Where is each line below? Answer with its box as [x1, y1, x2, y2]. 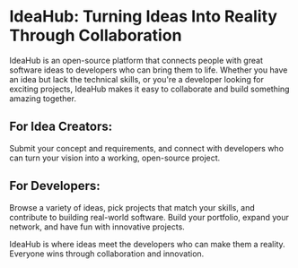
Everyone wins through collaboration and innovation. [9, 248, 205, 259]
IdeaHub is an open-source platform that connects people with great [9, 55, 263, 65]
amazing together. [9, 92, 76, 104]
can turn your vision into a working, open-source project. [9, 152, 221, 163]
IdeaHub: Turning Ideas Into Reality [9, 6, 278, 27]
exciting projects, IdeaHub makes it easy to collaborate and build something [9, 83, 290, 94]
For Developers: [9, 178, 101, 194]
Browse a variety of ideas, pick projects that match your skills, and [9, 202, 256, 212]
